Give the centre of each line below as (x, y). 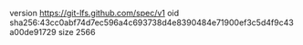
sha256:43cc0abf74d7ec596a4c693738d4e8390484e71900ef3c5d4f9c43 (151, 22)
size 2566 (77, 32)
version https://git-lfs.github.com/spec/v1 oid (94, 13)
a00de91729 (33, 32)
